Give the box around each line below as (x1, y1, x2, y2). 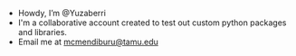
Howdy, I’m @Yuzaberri (17, 8, 107, 18)
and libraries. (17, 27, 68, 37)
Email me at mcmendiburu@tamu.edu (17, 36, 158, 47)
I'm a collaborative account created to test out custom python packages (17, 17, 287, 28)
